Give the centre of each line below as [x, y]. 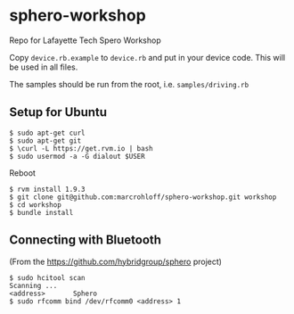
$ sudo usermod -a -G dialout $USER [77, 156]
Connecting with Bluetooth [86, 240]
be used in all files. [44, 67]
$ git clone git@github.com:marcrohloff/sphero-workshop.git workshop [143, 197]
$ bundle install [41, 212]
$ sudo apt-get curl [48, 133]
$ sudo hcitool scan [48, 277]
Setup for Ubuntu [58, 112]
